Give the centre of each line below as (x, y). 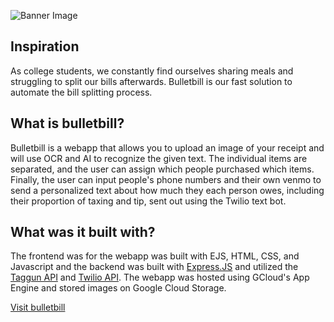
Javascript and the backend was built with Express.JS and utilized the (154, 267)
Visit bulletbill (38, 307)
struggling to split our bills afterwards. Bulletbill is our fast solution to (151, 81)
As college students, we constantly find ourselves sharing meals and (152, 71)
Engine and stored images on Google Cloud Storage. (118, 288)
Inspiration (45, 46)
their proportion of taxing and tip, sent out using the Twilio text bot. (148, 201)
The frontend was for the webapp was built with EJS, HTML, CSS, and (155, 256)
